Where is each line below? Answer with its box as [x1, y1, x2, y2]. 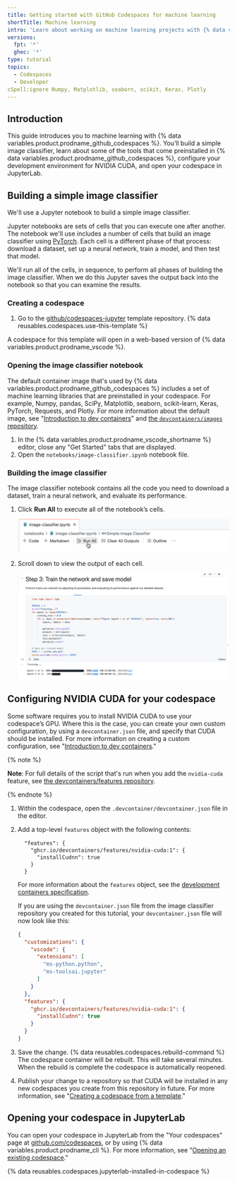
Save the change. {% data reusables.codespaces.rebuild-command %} [17, 1048, 225, 1056]
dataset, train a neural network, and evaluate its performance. [7, 491, 187, 500]
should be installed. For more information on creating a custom [7, 734, 190, 742]
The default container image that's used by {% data [7, 376, 157, 385]
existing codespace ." [7, 1153, 68, 1162]
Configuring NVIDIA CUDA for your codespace [7, 693, 217, 705]
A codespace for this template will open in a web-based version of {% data [7, 335, 226, 344]
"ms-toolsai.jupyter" [43, 968, 107, 975]
